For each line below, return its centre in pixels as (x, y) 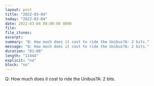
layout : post (19, 10)
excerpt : (14, 38)
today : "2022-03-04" (26, 19)
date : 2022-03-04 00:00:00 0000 (38, 23)
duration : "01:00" (24, 51)
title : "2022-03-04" (26, 14)
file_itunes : (19, 33)
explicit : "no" (21, 60)
